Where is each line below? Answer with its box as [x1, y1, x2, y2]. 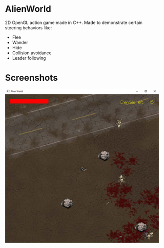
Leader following [12, 55, 46, 61]
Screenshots [5, 72, 58, 84]
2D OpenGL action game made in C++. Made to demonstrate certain [5, 20, 143, 25]
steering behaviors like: [5, 24, 52, 30]
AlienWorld [5, 3, 51, 15]
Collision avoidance [12, 50, 52, 56]
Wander [12, 39, 28, 45]
